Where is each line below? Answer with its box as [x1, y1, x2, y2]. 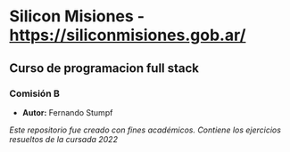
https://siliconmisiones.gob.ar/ [9, 25, 246, 45]
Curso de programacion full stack [9, 60, 199, 76]
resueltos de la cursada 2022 [9, 133, 119, 144]
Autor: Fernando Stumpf [21, 107, 113, 117]
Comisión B [9, 87, 61, 100]
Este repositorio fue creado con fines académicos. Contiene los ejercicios [9, 124, 281, 135]
